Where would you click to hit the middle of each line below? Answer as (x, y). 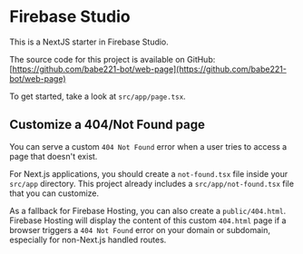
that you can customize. (54, 193)
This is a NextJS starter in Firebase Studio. (89, 42)
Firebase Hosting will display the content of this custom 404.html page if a (148, 220)
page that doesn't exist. (54, 156)
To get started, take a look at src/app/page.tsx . (98, 96)
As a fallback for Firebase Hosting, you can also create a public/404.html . (148, 210)
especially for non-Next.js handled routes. (88, 239)
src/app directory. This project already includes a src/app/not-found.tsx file (152, 183)
